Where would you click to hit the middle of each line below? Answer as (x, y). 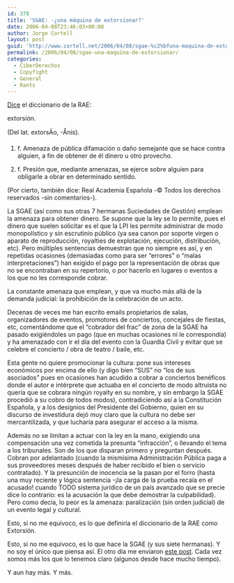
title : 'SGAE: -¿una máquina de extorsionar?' (76, 20)
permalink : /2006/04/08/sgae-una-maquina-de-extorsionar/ (93, 53)
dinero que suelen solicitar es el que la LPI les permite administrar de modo (115, 226)
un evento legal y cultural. (44, 510)
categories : (24, 59)
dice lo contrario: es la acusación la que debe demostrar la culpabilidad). (111, 495)
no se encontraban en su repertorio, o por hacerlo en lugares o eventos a (112, 271)
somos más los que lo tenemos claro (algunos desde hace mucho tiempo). (114, 559)
